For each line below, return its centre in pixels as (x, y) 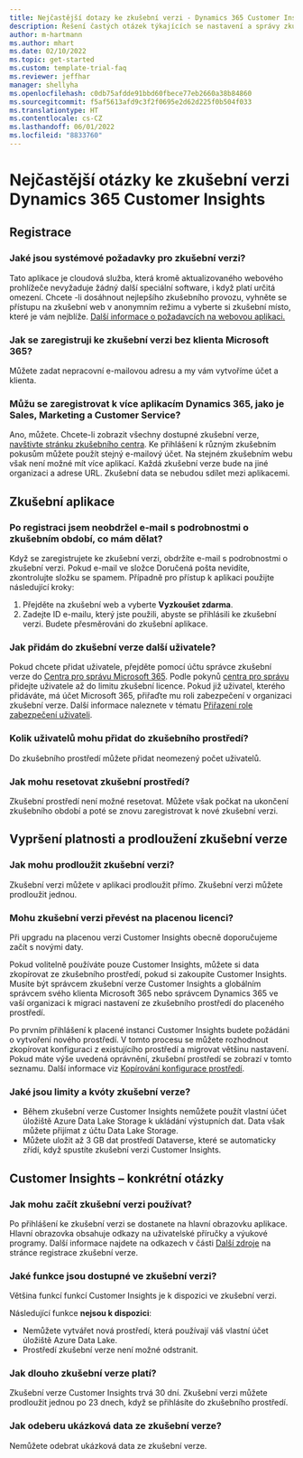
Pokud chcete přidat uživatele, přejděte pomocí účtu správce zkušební (141, 667)
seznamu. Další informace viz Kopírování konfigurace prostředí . (127, 1068)
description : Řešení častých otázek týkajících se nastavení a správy (145, 26)
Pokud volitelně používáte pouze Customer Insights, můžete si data (134, 964)
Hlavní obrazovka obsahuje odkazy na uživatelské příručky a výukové (138, 1233)
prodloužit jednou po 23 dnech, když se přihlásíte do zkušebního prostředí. (149, 1403)
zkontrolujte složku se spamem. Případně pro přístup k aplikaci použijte (142, 578)
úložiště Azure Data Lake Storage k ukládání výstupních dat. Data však (154, 1121)
